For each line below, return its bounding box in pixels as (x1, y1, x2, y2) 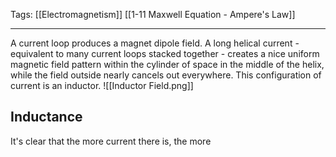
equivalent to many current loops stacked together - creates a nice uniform (10, 48, 320, 59)
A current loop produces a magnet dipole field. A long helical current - (10, 37, 300, 49)
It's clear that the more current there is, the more (10, 135, 212, 147)
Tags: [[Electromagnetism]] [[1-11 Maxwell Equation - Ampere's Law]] (10, 9, 296, 20)
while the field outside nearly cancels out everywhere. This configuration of (10, 69, 322, 81)
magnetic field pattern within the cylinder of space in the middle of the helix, (10, 59, 325, 70)
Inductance (10, 109, 83, 126)
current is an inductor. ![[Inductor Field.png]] (10, 80, 194, 91)
